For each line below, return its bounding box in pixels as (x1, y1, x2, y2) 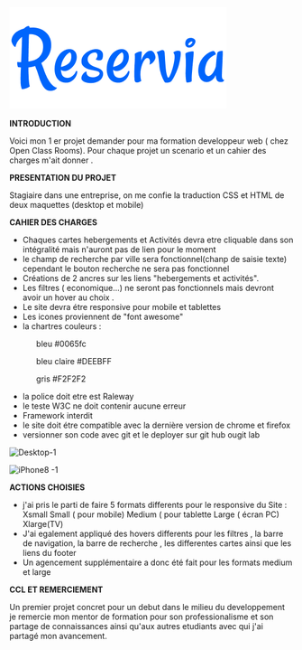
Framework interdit (22, 410, 93, 420)
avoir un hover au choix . (22, 292, 114, 303)
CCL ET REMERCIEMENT (9, 584, 104, 595)
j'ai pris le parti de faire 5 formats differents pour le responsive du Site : (22, 500, 288, 510)
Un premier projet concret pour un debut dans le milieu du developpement (9, 602, 286, 612)
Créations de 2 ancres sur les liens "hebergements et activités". (22, 273, 260, 283)
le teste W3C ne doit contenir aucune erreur (22, 400, 187, 411)
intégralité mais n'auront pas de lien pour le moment (22, 244, 216, 255)
